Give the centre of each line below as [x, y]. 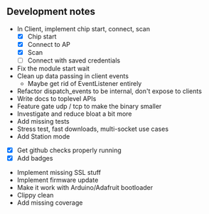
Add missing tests [43, 122]
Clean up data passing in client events [73, 76]
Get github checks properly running [69, 150]
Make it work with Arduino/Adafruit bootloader [85, 188]
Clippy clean [35, 196]
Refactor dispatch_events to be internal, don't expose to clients [109, 91]
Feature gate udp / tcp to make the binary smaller [89, 107]
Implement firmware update [58, 180]
